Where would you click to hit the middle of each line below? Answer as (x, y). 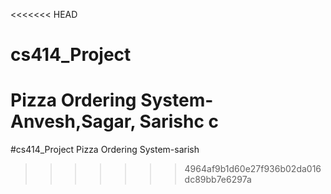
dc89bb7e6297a (218, 180)
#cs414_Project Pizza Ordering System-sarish (105, 150)
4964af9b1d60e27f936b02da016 (253, 169)
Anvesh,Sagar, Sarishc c (114, 121)
